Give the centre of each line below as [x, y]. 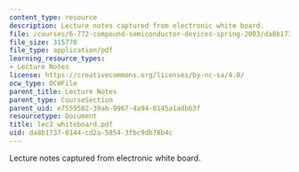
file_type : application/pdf [61, 51]
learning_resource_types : [57, 59]
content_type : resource [53, 17]
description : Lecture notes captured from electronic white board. [137, 26]
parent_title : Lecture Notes [63, 91]
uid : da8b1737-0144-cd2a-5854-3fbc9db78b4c [91, 133]
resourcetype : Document [53, 116]
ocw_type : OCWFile [43, 83]
